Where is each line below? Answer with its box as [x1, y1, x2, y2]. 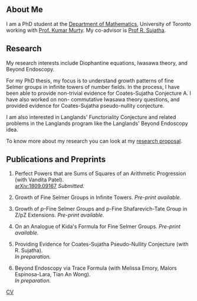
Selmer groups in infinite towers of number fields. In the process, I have [6, 83, 180, 90]
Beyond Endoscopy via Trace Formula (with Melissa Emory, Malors [14, 264, 177, 272]
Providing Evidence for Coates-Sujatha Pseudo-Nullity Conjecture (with [14, 241, 189, 248]
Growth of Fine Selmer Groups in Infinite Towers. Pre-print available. [14, 194, 182, 201]
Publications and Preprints [6, 154, 106, 164]
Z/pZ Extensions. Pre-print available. [14, 211, 104, 219]
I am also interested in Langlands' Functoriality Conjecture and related [6, 113, 176, 120]
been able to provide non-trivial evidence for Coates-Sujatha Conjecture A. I [6, 90, 192, 97]
